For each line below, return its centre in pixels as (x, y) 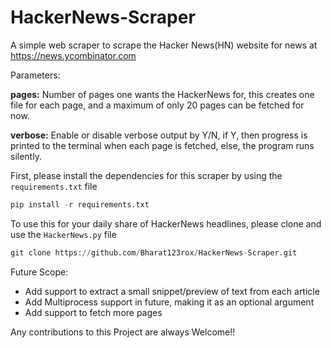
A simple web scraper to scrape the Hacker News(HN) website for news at (164, 45)
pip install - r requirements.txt (80, 204)
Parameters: (35, 75)
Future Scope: (39, 272)
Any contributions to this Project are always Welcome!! (123, 332)
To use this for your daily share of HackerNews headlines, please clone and (166, 223)
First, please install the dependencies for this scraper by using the (146, 175)
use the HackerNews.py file (63, 234)
